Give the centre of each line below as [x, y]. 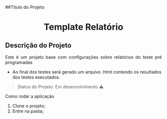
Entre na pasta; [28, 111]
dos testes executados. [36, 77]
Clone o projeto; [29, 106]
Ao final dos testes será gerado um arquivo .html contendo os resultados [87, 72]
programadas [19, 62]
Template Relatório [83, 27]
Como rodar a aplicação [30, 96]
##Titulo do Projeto [25, 7]
